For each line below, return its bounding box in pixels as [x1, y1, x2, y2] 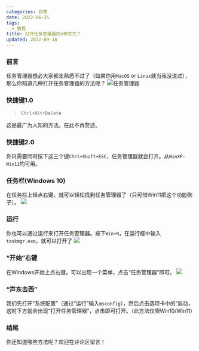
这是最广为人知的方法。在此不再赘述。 [6, 121, 100, 129]
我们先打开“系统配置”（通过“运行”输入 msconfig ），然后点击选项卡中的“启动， [6, 300, 194, 307]
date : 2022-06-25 [6, 14, 50, 20]
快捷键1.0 [6, 96, 34, 105]
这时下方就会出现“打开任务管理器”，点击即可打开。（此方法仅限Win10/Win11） [6, 307, 196, 314]
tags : [6, 20, 20, 26]
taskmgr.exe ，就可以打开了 [6, 237, 73, 244]
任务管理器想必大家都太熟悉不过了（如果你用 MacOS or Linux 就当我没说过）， [6, 72, 191, 80]
